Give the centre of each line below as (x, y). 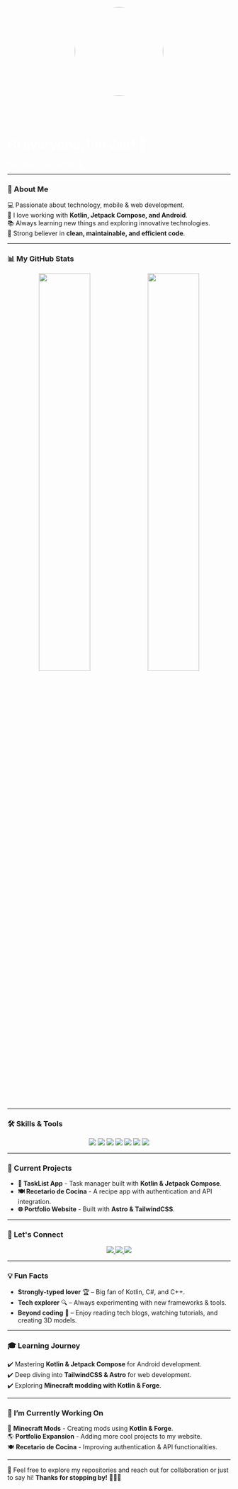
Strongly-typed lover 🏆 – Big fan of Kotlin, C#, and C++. (101, 1292)
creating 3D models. (47, 1320)
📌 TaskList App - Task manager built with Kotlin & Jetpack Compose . (119, 1184)
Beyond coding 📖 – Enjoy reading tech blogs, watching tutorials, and (118, 1313)
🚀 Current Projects (40, 1168)
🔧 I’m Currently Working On (56, 1412)
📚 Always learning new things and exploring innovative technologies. (109, 223)
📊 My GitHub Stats (41, 259)
